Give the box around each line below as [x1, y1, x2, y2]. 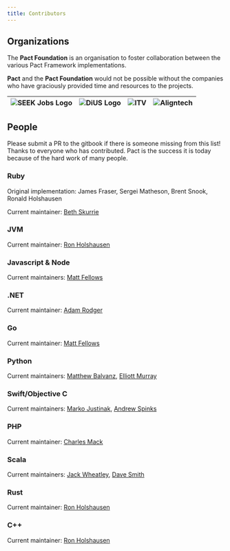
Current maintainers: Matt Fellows [7, 273, 103, 282]
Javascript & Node [7, 258, 70, 267]
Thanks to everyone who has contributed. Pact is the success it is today [7, 147, 211, 155]
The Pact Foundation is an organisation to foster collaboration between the [7, 54, 221, 62]
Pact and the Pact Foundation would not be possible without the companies [7, 74, 224, 83]
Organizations [7, 36, 70, 48]
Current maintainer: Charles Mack [7, 437, 103, 446]
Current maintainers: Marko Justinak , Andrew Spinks [7, 404, 157, 413]
